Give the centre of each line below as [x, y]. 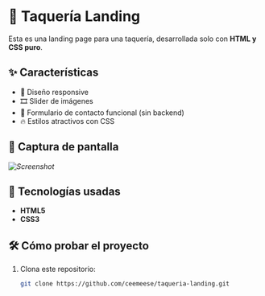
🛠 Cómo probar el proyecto [79, 246]
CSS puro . [25, 47]
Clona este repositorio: [58, 269]
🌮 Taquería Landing [75, 16]
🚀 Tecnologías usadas [64, 191]
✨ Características [54, 73]
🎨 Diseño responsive [54, 92]
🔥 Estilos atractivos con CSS [67, 121]
